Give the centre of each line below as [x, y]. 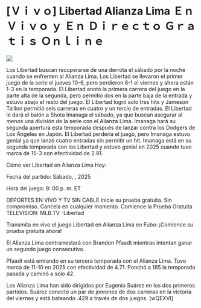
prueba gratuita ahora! [34, 231]
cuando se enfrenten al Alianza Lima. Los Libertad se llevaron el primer [94, 76]
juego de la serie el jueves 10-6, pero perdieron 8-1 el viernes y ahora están [100, 82]
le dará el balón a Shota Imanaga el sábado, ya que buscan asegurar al [94, 115]
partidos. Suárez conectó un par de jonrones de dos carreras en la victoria [99, 292]
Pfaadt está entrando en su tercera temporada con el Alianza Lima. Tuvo [96, 261]
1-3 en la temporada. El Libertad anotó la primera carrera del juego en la [96, 89]
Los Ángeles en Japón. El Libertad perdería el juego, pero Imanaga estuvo [98, 134]
